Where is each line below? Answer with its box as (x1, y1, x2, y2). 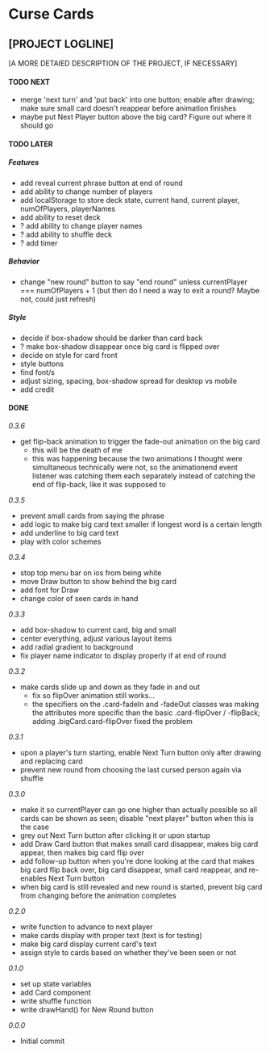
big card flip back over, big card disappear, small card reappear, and (19, 865, 247, 874)
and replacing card (19, 756, 83, 766)
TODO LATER (8, 139, 54, 149)
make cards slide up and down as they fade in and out (19, 682, 200, 692)
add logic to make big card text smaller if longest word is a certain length (19, 519, 263, 529)
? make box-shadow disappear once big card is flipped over (19, 341, 220, 351)
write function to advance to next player (19, 922, 153, 932)
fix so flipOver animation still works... (31, 690, 156, 700)
